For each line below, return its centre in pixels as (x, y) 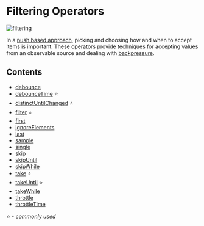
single (23, 147)
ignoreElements (35, 127)
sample (24, 140)
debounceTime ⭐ (37, 93)
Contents (24, 72)
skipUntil (26, 159)
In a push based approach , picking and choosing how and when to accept (99, 40)
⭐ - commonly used (31, 216)
